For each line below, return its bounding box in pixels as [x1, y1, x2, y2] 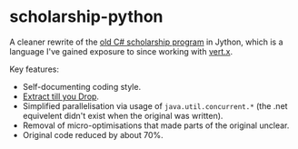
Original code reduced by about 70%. [22, 129, 164, 140]
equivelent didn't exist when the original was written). [22, 110, 223, 121]
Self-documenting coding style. [22, 81, 142, 92]
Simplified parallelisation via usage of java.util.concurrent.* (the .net [22, 100, 288, 111]
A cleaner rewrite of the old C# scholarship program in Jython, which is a [9, 36, 283, 47]
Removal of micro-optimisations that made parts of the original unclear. [22, 120, 290, 131]
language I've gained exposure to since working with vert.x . [9, 45, 233, 56]
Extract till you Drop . [22, 91, 100, 102]
